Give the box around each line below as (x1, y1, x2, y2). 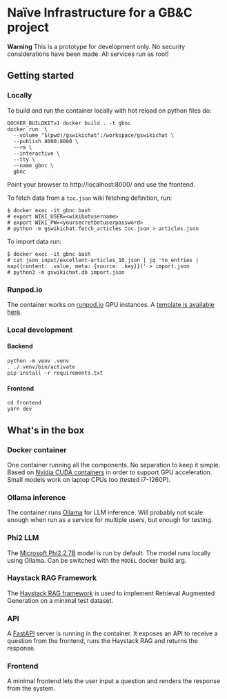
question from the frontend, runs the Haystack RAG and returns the (7, 637, 198, 645)
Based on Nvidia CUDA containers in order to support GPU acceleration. (7, 468, 213, 476)
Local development (7, 325, 73, 335)
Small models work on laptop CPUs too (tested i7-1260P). (7, 475, 171, 483)
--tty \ (13, 156, 36, 163)
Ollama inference (7, 492, 66, 502)
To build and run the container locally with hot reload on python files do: (7, 106, 212, 115)
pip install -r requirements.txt (7, 370, 103, 377)
